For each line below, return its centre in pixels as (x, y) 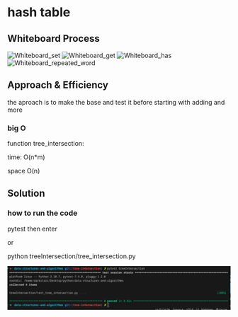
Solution (26, 193)
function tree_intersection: (46, 144)
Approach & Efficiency (58, 85)
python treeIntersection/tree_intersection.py (72, 256)
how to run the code (42, 213)
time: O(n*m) (26, 157)
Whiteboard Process (54, 39)
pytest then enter (33, 229)
